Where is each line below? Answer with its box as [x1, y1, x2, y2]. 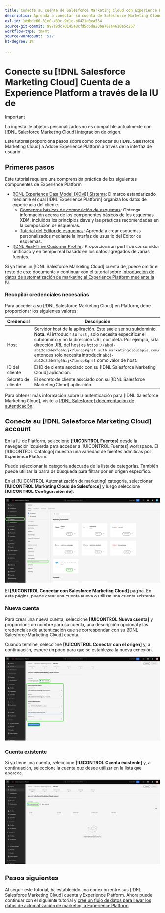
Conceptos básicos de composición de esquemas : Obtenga [19, 207, 141, 212]
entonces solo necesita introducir [34, 352, 102, 358]
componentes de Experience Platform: [5, 181, 83, 187]
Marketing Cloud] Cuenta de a [5, 76, 131, 88]
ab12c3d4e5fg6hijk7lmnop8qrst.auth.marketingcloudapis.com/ [34, 348, 160, 352]
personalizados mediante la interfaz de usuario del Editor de [19, 233, 141, 239]
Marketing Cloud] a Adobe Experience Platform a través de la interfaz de [5, 143, 152, 149]
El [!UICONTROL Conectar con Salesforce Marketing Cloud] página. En [5, 587, 152, 594]
